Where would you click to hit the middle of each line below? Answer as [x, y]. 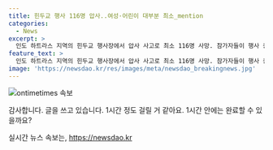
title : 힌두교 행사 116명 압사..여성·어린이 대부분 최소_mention [106, 16]
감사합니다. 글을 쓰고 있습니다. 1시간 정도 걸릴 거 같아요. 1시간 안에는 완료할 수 [131, 109]
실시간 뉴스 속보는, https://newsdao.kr [70, 137]
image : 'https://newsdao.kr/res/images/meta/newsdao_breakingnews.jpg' [132, 69]
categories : [28, 24]
